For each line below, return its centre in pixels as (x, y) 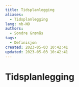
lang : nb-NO (17, 24)
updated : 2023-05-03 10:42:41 (37, 52)
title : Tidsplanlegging (30, 10)
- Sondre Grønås (26, 33)
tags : (11, 38)
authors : (14, 29)
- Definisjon (23, 43)
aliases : (14, 15)
